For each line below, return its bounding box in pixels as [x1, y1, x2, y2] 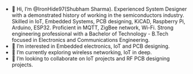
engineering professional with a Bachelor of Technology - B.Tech [11, 30, 168, 37]
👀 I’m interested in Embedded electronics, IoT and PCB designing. [11, 43, 170, 50]
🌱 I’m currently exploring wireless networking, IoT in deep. [11, 49, 152, 55]
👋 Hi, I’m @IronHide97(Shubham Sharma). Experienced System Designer [11, 6, 187, 12]
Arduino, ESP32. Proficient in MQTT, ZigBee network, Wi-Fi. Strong [11, 24, 174, 31]
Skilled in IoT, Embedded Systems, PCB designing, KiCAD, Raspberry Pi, [11, 18, 185, 24]
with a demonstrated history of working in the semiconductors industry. [11, 12, 184, 19]
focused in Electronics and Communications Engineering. [11, 37, 150, 43]
